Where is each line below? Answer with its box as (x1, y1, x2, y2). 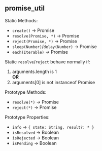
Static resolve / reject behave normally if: (5, 58, 91, 65)
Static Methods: (5, 17, 38, 23)
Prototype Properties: (5, 114, 50, 120)
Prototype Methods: (5, 89, 47, 95)
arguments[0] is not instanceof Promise (12, 79, 95, 85)
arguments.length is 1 (12, 68, 57, 74)
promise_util (5, 4, 45, 13)
